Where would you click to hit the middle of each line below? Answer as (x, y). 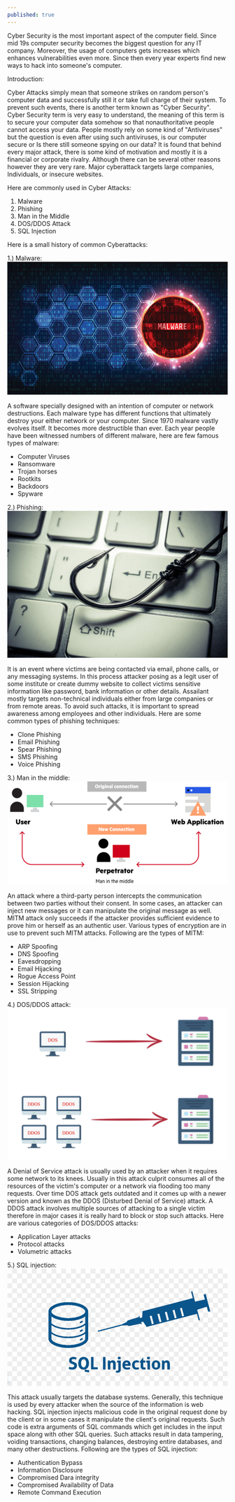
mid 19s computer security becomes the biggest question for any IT (105, 43)
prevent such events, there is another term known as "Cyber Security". (109, 107)
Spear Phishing (39, 750)
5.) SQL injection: (32, 1265)
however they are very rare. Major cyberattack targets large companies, (111, 166)
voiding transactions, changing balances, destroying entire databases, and (115, 1442)
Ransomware (36, 464)
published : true (31, 15)
